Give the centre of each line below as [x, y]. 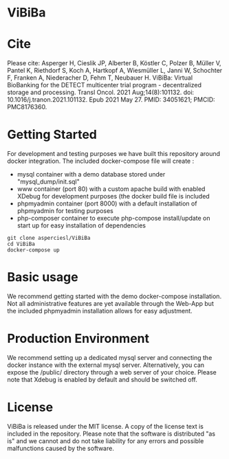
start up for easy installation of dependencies [81, 225]
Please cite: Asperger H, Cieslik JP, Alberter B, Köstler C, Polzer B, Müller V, [114, 63]
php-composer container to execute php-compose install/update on [114, 219]
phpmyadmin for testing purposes [65, 211]
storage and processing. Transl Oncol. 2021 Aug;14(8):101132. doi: [101, 92]
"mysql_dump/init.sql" [48, 182]
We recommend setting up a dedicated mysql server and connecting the [110, 357]
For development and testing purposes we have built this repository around [114, 154]
